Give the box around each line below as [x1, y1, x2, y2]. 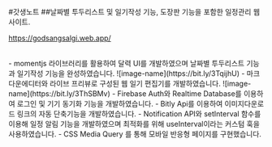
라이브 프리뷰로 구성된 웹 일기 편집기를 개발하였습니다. [50, 79, 221, 88]
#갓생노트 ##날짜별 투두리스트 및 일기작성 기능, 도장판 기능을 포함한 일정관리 [8, 7, 252, 16]
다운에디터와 [8, 79, 49, 88]
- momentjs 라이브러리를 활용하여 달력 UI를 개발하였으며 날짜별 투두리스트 [8, 59, 245, 68]
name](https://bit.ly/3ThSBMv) [8, 89, 111, 99]
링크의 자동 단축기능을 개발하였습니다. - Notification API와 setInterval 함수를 [16, 109, 261, 119]
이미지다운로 [224, 99, 265, 108]
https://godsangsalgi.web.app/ [8, 33, 111, 43]
